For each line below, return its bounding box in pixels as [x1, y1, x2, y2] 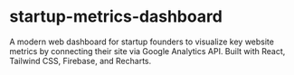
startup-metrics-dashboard [9, 6, 223, 27]
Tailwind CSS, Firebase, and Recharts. [9, 55, 152, 66]
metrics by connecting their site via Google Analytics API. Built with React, [9, 45, 286, 56]
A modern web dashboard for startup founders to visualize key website [9, 36, 274, 47]
